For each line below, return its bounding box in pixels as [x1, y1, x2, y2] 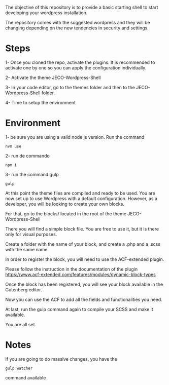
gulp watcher [5, 366, 33, 371]
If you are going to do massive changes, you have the [5, 356, 118, 362]
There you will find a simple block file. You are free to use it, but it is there [5, 225, 159, 232]
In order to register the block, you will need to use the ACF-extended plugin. [5, 256, 164, 262]
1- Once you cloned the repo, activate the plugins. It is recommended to [5, 59, 155, 65]
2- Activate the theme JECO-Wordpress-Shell [5, 74, 101, 81]
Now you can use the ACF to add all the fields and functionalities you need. [5, 296, 162, 302]
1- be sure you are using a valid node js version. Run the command [5, 134, 145, 140]
